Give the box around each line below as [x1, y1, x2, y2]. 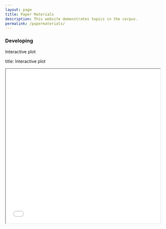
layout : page [5, 7, 32, 12]
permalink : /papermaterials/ [5, 21, 65, 26]
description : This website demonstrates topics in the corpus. [5, 16, 138, 21]
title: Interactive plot [5, 58, 46, 64]
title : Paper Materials [5, 12, 54, 17]
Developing [5, 38, 34, 45]
